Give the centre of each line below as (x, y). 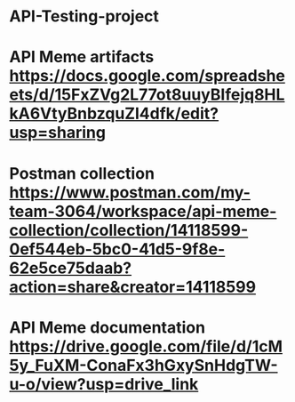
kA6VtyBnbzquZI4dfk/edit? (114, 114)
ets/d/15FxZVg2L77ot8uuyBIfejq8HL (147, 95)
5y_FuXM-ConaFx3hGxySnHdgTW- (144, 365)
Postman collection (82, 173)
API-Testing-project (84, 16)
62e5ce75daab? (70, 268)
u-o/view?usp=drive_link (104, 384)
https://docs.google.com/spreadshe (147, 76)
